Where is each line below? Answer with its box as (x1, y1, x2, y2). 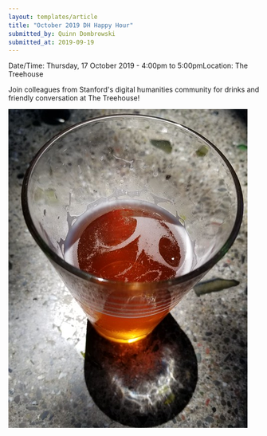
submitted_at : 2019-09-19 (8, 38, 94, 46)
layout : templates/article (8, 13, 98, 21)
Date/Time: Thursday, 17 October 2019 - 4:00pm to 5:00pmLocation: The (8, 61, 249, 71)
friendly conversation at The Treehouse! (8, 93, 140, 103)
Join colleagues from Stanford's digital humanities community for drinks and (8, 84, 260, 95)
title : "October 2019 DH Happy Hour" (8, 21, 134, 29)
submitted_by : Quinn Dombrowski (8, 29, 116, 37)
